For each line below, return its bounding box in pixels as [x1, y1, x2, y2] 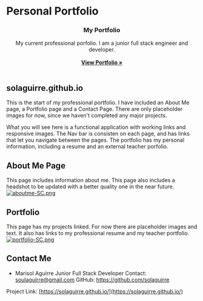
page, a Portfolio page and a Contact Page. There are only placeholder [6, 105, 183, 113]
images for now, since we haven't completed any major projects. [6, 112, 168, 119]
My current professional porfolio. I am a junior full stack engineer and [15, 39, 188, 47]
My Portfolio [83, 26, 121, 35]
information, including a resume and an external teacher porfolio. [6, 143, 168, 150]
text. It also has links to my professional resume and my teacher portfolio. [6, 229, 190, 237]
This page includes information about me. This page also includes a [6, 177, 176, 184]
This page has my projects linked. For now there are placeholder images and [6, 223, 198, 230]
